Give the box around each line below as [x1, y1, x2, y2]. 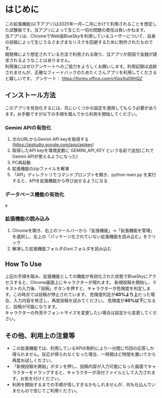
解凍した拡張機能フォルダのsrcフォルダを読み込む [12, 246, 112, 251]
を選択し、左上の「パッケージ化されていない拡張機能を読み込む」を [12, 233, 148, 239]
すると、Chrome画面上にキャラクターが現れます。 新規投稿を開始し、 [13, 280, 153, 285]
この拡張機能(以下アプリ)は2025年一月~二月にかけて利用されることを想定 [5, 21, 153, 27]
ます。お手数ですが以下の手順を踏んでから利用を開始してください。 [5, 111, 140, 116]
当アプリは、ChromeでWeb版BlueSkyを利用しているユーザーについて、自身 [5, 33, 156, 39]
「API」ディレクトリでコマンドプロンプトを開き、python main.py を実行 [12, 172, 156, 178]
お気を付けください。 [20, 376, 63, 381]
